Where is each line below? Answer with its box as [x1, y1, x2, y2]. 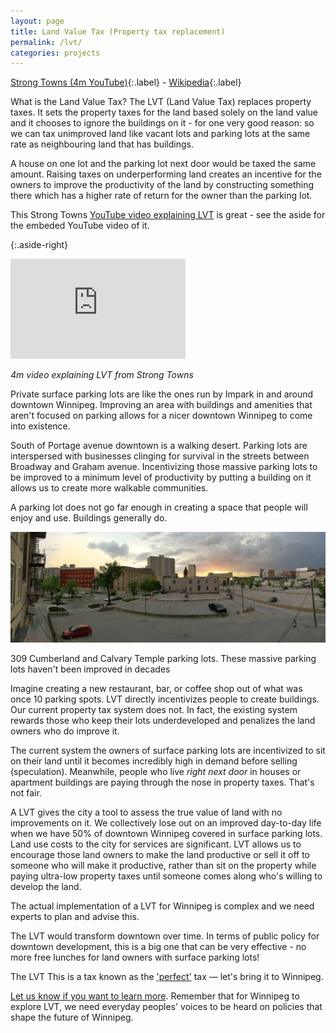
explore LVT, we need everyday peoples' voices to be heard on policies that [10, 1000, 323, 1012]
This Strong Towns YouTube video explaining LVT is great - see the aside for [10, 209, 326, 221]
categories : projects [10, 48, 101, 58]
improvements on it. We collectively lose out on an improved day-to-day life [10, 816, 322, 829]
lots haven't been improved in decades [10, 663, 171, 675]
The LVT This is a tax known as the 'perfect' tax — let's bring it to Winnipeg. [10, 970, 324, 982]
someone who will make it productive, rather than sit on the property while [10, 859, 317, 871]
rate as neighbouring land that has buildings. [10, 138, 195, 150]
